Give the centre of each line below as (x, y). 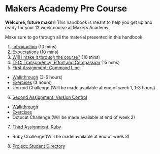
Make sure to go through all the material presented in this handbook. (75, 37)
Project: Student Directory (39, 146)
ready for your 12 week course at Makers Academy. (57, 27)
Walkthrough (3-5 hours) (37, 77)
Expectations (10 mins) (35, 52)
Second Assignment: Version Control (50, 97)
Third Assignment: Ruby (37, 127)
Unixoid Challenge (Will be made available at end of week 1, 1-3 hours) (84, 87)
